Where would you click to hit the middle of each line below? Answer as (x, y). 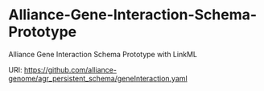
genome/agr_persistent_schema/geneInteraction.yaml (98, 78)
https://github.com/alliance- (70, 69)
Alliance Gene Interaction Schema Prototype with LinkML (103, 54)
